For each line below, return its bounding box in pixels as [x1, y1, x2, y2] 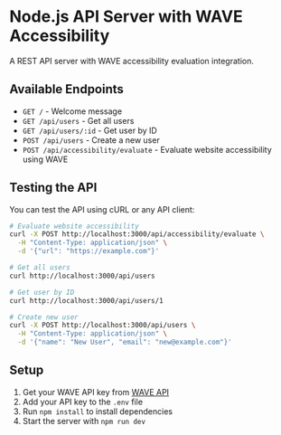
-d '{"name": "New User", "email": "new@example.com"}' [17, 337, 232, 347]
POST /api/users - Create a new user [22, 134, 160, 146]
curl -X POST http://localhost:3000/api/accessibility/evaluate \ [9, 230, 265, 239]
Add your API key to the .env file [22, 396, 143, 407]
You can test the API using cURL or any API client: [9, 203, 195, 214]
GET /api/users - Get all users [22, 115, 135, 126]
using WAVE [22, 154, 69, 165]
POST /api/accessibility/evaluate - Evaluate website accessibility [22, 144, 273, 155]
